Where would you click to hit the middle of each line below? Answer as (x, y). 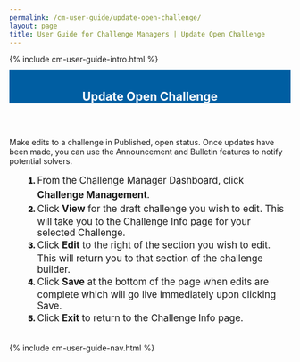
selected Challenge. (81, 233)
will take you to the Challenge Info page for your (144, 222)
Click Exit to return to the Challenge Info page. (140, 318)
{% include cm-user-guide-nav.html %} (82, 348)
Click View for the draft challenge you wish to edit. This (161, 209)
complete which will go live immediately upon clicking (157, 295)
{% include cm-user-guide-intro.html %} (84, 60)
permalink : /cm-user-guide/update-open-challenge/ (105, 17)
